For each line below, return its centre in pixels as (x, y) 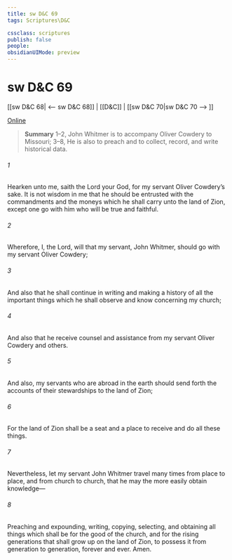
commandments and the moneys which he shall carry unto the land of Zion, (116, 202)
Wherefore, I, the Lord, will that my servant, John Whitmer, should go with (114, 247)
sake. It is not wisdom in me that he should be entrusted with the (101, 195)
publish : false (29, 39)
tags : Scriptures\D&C (39, 20)
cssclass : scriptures (39, 33)
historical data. (46, 149)
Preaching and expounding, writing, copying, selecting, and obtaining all (111, 526)
